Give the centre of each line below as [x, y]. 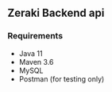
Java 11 [31, 53]
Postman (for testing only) [62, 78]
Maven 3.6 [36, 62]
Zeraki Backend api [56, 13]
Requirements [35, 36]
